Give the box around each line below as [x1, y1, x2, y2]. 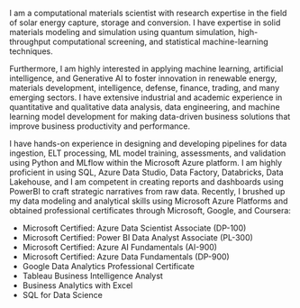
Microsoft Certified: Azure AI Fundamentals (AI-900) [22, 242, 218, 252]
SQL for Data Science [22, 290, 104, 300]
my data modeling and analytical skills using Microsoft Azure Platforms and [9, 195, 288, 206]
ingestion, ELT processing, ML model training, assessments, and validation [9, 148, 286, 159]
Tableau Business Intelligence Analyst [22, 270, 164, 281]
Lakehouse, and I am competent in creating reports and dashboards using [9, 177, 284, 187]
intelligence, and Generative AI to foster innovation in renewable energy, [9, 73, 277, 84]
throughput [9, 36, 51, 47]
